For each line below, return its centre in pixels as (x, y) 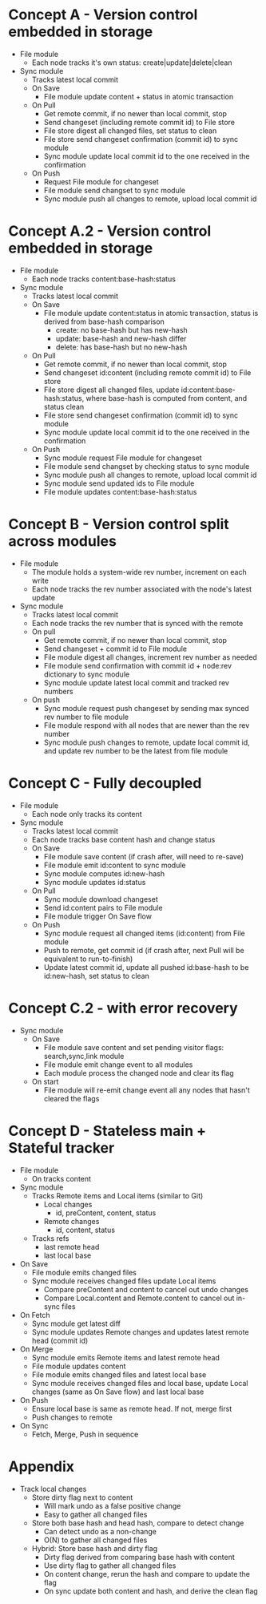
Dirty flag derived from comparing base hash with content (139, 1557)
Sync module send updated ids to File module (119, 483)
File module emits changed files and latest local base (119, 1374)
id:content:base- (208, 390)
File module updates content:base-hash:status (120, 491)
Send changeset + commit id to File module (115, 648)
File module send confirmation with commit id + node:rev (138, 665)
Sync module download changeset (101, 899)
